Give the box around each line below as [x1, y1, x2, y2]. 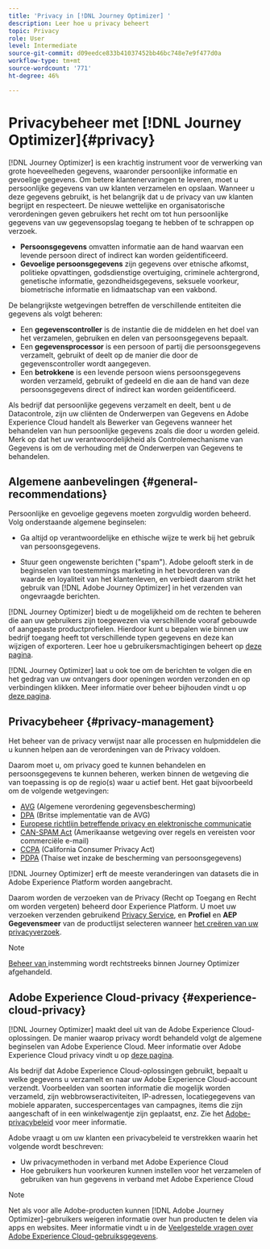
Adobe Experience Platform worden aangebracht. [8, 877, 173, 888]
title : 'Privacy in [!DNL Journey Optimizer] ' [8, 11, 172, 20]
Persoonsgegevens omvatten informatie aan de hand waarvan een [19, 241, 244, 251]
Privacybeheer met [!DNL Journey [8, 114, 242, 132]
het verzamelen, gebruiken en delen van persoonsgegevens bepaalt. [19, 332, 249, 343]
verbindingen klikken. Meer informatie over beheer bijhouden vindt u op [8, 683, 247, 692]
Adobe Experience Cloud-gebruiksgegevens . [8, 1231, 159, 1241]
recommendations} [8, 487, 108, 501]
